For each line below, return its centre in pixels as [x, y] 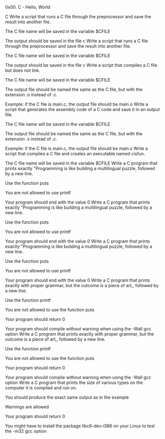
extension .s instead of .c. [31, 139]
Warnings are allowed [27, 407]
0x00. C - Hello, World [28, 7]
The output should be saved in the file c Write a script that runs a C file [77, 41]
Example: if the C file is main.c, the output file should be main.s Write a [77, 148]
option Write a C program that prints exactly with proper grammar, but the [80, 334]
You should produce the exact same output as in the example [67, 397]
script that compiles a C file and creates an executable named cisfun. [75, 154]
